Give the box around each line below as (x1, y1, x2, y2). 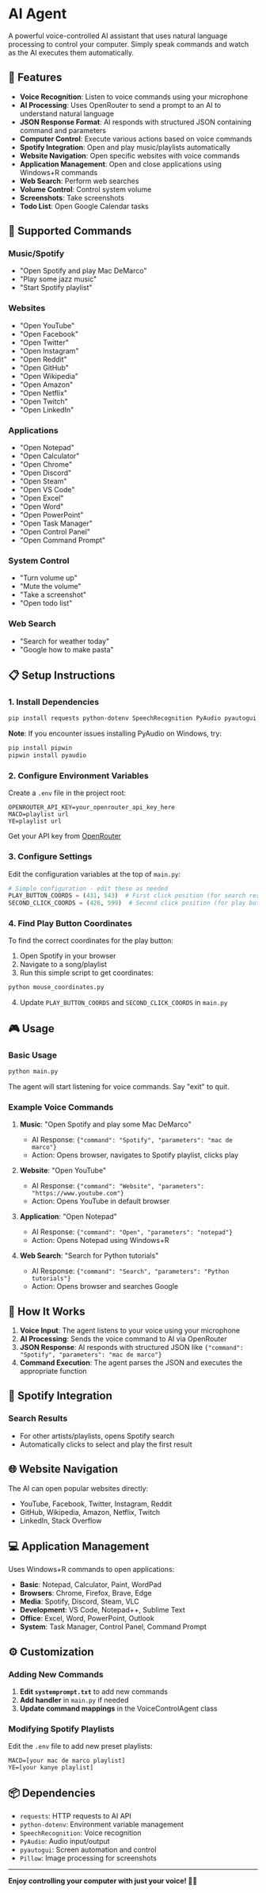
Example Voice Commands (8, 1101, 114, 1112)
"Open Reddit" (19, 354, 67, 364)
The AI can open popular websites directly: (8, 1483, 149, 1493)
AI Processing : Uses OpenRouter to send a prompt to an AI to (19, 100, 222, 109)
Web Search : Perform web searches (19, 176, 139, 185)
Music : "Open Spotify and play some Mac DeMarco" (19, 1119, 192, 1130)
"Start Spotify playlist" (19, 283, 93, 293)
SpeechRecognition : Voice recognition (19, 1828, 142, 1838)
